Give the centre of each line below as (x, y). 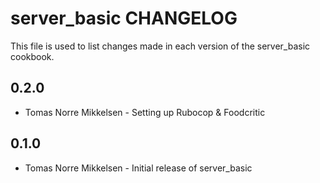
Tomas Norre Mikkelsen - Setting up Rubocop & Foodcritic (145, 112)
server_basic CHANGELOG (124, 18)
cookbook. (32, 56)
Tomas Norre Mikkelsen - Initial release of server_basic (138, 168)
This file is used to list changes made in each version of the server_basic (160, 46)
